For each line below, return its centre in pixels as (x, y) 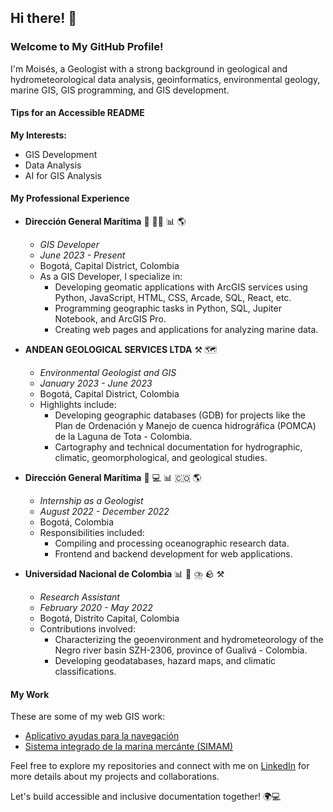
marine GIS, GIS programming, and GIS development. (120, 90)
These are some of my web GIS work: (88, 717)
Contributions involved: (87, 629)
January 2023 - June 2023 (96, 383)
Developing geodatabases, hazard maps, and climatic (165, 661)
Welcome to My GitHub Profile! (87, 47)
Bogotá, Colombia (77, 522)
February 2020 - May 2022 (96, 608)
